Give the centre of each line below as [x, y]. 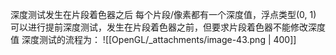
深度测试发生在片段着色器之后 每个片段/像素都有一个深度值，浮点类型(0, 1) [163, 14]
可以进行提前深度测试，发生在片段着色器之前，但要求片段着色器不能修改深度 [168, 27]
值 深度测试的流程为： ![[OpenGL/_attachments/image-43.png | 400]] [153, 39]
